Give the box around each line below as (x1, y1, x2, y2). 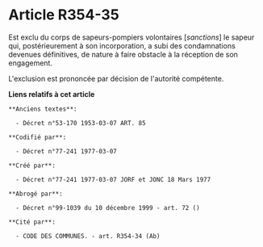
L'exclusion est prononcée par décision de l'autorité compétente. (8, 73, 224, 83)
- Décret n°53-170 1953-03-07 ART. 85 (15, 119, 147, 127)
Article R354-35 (8, 6, 119, 24)
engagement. (8, 58, 52, 68)
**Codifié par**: (8, 133, 67, 141)
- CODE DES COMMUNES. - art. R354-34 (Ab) (15, 232, 161, 240)
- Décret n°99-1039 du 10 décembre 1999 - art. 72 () (15, 203, 200, 211)
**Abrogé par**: (8, 190, 63, 198)
